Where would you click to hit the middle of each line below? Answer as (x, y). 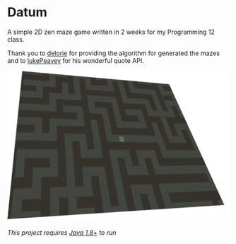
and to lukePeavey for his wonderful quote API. (76, 60)
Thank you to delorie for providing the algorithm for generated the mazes (114, 53)
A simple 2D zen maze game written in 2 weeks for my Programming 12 (111, 32)
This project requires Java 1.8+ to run (62, 233)
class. (16, 39)
